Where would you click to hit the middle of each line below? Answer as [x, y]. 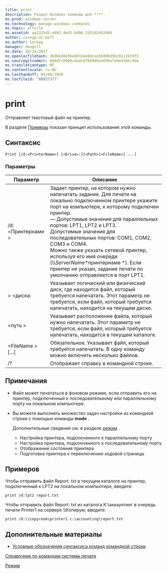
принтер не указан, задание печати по [96, 269]
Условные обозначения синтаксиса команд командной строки [79, 546]
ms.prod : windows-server [31, 19]
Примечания [26, 381]
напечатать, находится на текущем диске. [101, 308]
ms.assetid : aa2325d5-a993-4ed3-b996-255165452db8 [59, 33]
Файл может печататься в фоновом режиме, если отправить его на [84, 393]
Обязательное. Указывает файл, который [99, 343]
